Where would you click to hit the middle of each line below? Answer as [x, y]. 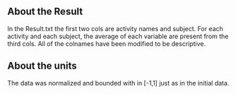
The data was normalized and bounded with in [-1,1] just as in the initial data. [118, 83]
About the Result [45, 12]
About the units [42, 66]
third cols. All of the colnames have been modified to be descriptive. [107, 43]
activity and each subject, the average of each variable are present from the [118, 36]
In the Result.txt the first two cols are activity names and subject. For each [116, 28]
